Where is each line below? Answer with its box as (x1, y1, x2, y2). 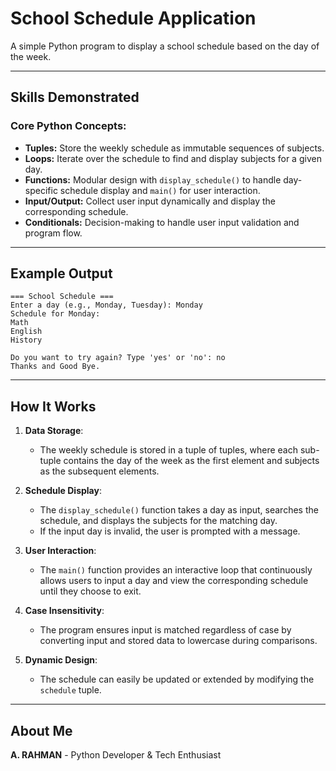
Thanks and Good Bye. (10, 362, 101, 372)
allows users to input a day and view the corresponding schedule (39, 575, 309, 587)
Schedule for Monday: (10, 309, 101, 319)
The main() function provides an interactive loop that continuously (39, 564, 313, 576)
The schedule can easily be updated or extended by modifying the (39, 673, 315, 686)
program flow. (24, 227, 83, 239)
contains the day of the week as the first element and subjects (63, 455, 320, 467)
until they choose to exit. (39, 585, 142, 597)
